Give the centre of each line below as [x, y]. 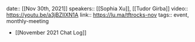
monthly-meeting [28, 21]
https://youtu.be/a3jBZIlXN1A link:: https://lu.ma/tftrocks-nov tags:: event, [97, 15]
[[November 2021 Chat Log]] [51, 33]
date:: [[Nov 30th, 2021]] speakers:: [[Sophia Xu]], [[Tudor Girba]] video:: [97, 9]
